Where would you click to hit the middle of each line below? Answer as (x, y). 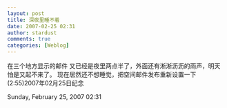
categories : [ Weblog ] (38, 45)
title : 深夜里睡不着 (33, 20)
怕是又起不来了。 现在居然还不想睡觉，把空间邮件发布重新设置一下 (102, 74)
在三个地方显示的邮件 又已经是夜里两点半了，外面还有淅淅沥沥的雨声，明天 (114, 66)
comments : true (29, 39)
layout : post (26, 13)
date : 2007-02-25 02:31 (41, 26)
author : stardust (32, 33)
